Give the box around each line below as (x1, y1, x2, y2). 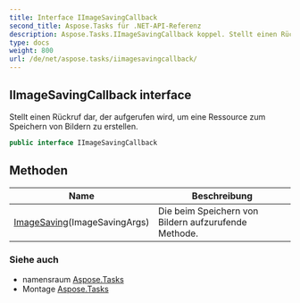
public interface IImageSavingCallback (9, 138, 158, 147)
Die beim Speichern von (157, 205, 259, 217)
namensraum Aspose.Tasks (21, 274, 125, 284)
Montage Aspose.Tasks (21, 283, 109, 294)
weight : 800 (9, 46, 54, 55)
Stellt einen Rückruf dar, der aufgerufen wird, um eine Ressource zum (9, 111, 266, 122)
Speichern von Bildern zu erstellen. (9, 121, 138, 131)
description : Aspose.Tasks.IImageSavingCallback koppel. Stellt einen (9, 29, 278, 38)
